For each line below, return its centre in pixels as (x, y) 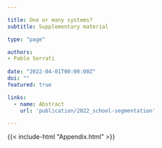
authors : (20, 52)
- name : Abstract (39, 104)
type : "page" (26, 39)
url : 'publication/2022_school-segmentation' (88, 111)
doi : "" (19, 78)
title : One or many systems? (50, 20)
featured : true (30, 85)
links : (17, 97)
